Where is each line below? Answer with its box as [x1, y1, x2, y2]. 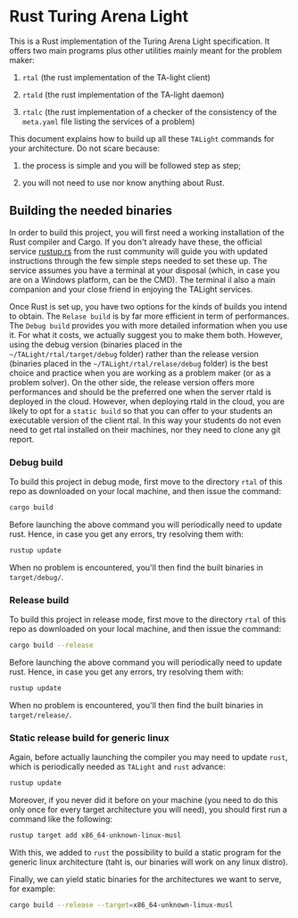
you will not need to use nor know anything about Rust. [21, 177, 225, 188]
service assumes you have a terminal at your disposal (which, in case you [9, 265, 280, 276]
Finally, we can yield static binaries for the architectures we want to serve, [9, 873, 282, 884]
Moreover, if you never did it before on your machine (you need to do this [9, 795, 278, 806]
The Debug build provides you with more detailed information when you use [9, 319, 288, 331]
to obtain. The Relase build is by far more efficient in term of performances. [9, 310, 290, 321]
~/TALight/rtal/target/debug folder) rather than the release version [9, 348, 259, 359]
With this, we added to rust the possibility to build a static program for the [9, 847, 282, 857]
